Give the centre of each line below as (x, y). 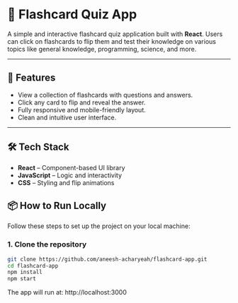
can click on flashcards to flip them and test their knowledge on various (112, 41)
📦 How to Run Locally (57, 205)
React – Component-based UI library (71, 167)
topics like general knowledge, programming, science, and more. (102, 49)
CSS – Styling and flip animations (66, 182)
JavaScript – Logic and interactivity (70, 175)
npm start (22, 279)
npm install (25, 272)
